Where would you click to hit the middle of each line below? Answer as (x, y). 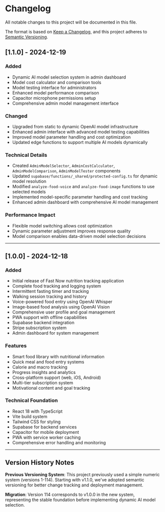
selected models (29, 192)
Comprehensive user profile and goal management (64, 312)
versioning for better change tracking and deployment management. (74, 485)
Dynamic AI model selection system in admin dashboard (69, 77)
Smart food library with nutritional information (58, 356)
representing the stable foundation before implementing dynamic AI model (80, 500)
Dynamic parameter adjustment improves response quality (71, 231)
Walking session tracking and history (49, 297)
